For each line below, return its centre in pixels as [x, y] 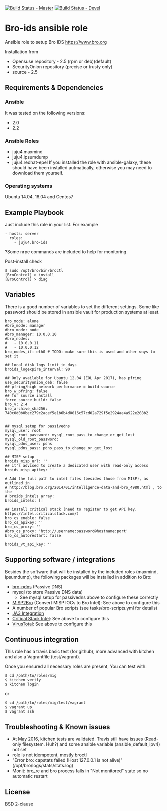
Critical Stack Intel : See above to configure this [61, 618]
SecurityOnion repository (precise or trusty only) [62, 66]
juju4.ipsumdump [30, 157]
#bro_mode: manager [25, 325]
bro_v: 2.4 [16, 404]
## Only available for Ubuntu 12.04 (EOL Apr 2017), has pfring [73, 378]
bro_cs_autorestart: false [33, 535]
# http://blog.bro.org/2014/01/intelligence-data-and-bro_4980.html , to [84, 487]
